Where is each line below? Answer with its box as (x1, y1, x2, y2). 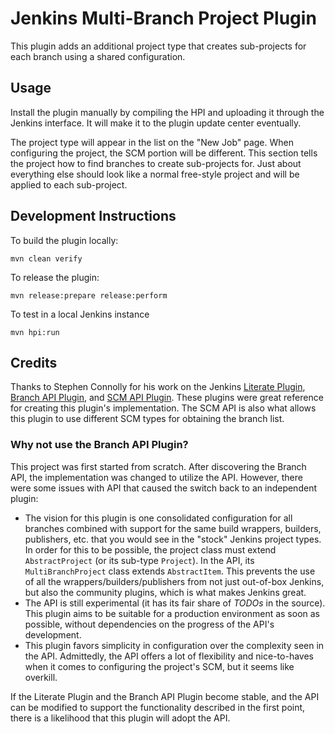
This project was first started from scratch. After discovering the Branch (10, 460, 307, 472)
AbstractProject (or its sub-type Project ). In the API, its (24, 554, 255, 566)
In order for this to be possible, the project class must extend (24, 543, 277, 556)
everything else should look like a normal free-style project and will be (10, 168, 300, 180)
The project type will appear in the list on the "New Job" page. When (10, 136, 295, 148)
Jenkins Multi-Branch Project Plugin (10, 7, 317, 30)
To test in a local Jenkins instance (10, 308, 150, 320)
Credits (10, 354, 58, 371)
